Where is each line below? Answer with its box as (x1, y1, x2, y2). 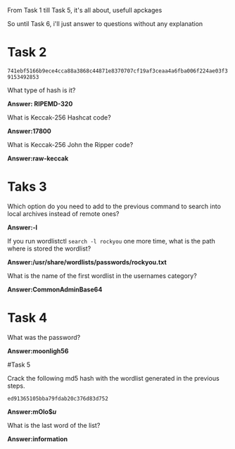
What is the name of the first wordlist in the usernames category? (7, 271, 197, 280)
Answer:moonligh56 (7, 346, 69, 355)
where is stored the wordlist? (7, 244, 91, 253)
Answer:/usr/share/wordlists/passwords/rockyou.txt (7, 258, 167, 266)
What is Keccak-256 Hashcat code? (7, 113, 111, 122)
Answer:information (7, 434, 68, 443)
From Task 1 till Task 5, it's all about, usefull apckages (7, 6, 163, 14)
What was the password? (7, 333, 81, 341)
